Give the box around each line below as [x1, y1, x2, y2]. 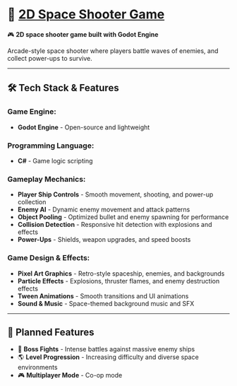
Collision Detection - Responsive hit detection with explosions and [17, 221, 213, 229]
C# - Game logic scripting [17, 156, 93, 165]
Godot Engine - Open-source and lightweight [17, 123, 150, 131]
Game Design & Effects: [7, 253, 90, 263]
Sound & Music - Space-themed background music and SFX [17, 299, 195, 308]
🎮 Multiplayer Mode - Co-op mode [17, 371, 123, 380]
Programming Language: [7, 141, 95, 151]
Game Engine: [7, 107, 56, 117]
